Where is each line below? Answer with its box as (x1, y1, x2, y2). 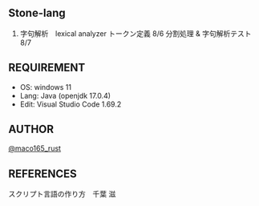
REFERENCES (8, 167, 78, 180)
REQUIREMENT (8, 61, 86, 75)
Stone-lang (8, 6, 66, 20)
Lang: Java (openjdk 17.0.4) (19, 91, 111, 100)
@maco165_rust (8, 143, 62, 153)
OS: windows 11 (19, 82, 72, 91)
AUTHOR (8, 123, 55, 136)
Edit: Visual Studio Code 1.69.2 (19, 99, 122, 109)
